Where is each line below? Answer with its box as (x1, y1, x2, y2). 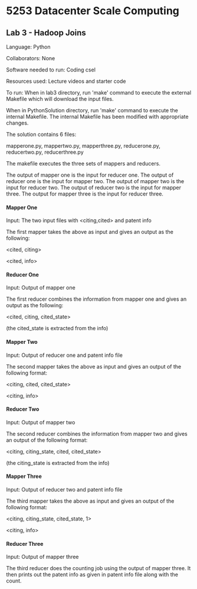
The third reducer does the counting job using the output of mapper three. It (6, 565, 191, 572)
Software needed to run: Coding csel (6, 66, 96, 73)
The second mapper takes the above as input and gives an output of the (6, 363, 182, 370)
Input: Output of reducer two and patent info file (6, 486, 123, 493)
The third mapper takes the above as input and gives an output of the (6, 497, 175, 505)
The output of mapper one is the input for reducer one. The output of (6, 171, 174, 178)
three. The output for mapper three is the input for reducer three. (6, 190, 164, 197)
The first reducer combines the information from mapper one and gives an (6, 295, 187, 302)
